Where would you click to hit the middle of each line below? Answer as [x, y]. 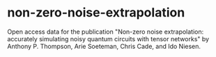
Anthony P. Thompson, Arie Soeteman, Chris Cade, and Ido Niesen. [104, 46]
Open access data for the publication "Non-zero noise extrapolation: [106, 32]
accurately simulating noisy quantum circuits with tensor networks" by [108, 38]
